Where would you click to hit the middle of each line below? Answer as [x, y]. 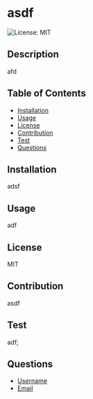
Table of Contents [47, 94]
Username [32, 381]
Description [33, 54]
